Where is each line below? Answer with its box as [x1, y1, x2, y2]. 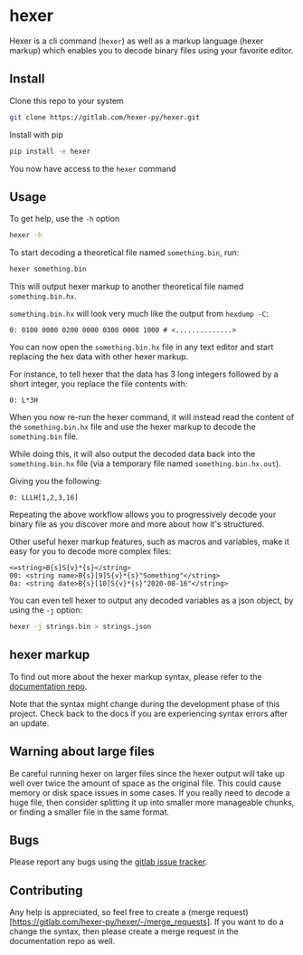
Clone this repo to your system [9, 95, 124, 106]
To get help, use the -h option [9, 214, 120, 224]
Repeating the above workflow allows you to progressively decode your [9, 509, 277, 520]
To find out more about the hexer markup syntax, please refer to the [9, 671, 262, 682]
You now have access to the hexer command [9, 163, 176, 174]
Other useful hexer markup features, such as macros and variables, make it [9, 536, 289, 548]
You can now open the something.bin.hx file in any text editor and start [9, 341, 274, 353]
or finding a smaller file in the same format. [9, 807, 170, 817]
